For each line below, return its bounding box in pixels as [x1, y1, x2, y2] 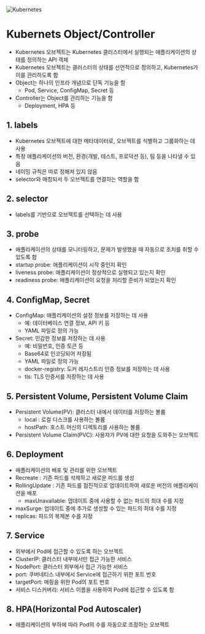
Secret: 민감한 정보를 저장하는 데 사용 [15, 335, 106, 342]
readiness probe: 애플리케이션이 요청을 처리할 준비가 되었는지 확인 [15, 277, 176, 284]
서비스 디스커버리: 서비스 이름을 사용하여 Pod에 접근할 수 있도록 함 [15, 586, 174, 593]
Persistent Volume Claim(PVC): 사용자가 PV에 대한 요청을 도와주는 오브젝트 [15, 431, 199, 438]
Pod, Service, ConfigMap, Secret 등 [24, 86, 115, 94]
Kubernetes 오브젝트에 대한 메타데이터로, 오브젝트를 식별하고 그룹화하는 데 [15, 137, 195, 144]
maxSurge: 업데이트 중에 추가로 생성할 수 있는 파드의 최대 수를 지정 [15, 505, 177, 512]
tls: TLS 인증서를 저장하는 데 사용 [24, 373, 104, 380]
